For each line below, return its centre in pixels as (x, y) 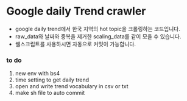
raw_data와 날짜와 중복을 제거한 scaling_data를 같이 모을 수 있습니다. (98, 36)
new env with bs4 (37, 74)
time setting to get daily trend (52, 80)
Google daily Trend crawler (76, 11)
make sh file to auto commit (50, 93)
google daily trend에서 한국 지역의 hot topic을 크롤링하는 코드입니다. (98, 29)
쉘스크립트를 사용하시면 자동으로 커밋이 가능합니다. (75, 44)
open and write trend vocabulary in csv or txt (72, 86)
